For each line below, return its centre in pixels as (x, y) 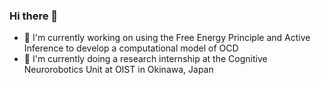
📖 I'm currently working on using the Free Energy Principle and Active (167, 38)
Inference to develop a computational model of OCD (131, 48)
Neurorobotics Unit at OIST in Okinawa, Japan (118, 70)
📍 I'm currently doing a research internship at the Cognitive (145, 59)
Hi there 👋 (34, 16)
